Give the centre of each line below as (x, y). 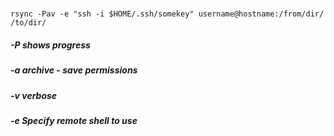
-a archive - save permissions (74, 70)
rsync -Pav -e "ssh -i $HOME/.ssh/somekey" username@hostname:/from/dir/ (167, 14)
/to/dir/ (28, 23)
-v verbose (34, 95)
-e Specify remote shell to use (74, 120)
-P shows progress (50, 45)
